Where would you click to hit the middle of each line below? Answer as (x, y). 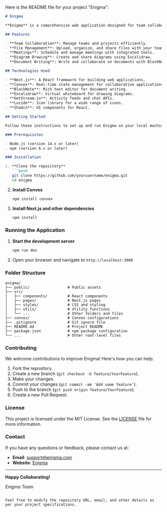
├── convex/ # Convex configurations (62, 318)
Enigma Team (19, 487)
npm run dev (25, 250)
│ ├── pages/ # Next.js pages (53, 300)
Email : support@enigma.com (42, 457)
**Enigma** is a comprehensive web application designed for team (75, 25)
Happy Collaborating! (28, 477)
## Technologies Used (28, 71)
